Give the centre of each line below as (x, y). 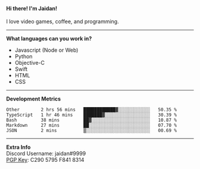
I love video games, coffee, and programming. (62, 21)
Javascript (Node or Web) (46, 50)
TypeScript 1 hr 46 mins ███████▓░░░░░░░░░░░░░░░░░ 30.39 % (92, 115)
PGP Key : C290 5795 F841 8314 (45, 160)
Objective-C (30, 63)
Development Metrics (34, 99)
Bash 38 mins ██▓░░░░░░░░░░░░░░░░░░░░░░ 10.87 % (92, 120)
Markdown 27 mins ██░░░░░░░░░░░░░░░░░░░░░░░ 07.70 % (92, 126)
